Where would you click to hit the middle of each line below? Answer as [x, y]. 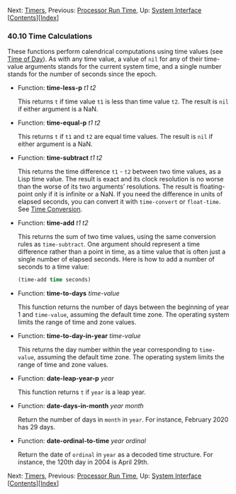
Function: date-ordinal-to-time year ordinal [82, 441]
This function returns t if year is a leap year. [82, 392]
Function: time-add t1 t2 [53, 223]
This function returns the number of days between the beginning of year [123, 307]
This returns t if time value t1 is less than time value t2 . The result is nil [123, 101]
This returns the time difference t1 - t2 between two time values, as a [119, 172]
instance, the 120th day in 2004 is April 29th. [83, 462]
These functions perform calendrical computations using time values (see [115, 52]
